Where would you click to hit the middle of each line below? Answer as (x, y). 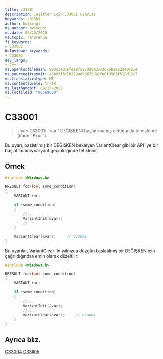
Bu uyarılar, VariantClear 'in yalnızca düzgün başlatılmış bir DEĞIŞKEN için (80, 251)
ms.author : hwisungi (26, 28)
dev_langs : (16, 60)
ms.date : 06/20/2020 (26, 33)
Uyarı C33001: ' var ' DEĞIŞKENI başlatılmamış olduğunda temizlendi (87, 131)
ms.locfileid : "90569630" (32, 92)
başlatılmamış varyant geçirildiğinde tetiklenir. (51, 151)
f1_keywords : (18, 42)
